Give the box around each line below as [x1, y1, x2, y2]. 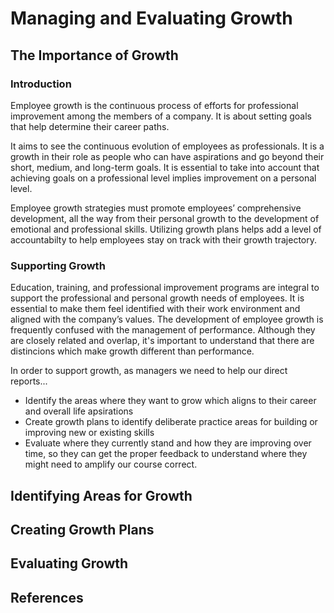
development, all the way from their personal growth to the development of [10, 212, 320, 224]
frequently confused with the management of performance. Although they [10, 324, 316, 336]
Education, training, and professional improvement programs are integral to [10, 282, 320, 294]
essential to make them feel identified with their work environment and [10, 303, 301, 315]
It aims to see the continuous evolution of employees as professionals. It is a [10, 140, 325, 152]
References [10, 589, 84, 606]
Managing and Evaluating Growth [10, 7, 293, 30]
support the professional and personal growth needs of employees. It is [10, 292, 305, 304]
